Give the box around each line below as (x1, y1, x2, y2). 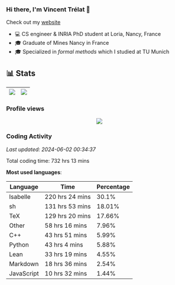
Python (9, 240, 30, 248)
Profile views (6, 104, 44, 113)
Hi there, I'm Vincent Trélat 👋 (6, 5, 90, 14)
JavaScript (9, 269, 40, 277)
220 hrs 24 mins (44, 192, 91, 201)
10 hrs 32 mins (44, 269, 87, 277)
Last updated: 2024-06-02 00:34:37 (6, 146, 96, 153)
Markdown (9, 260, 39, 268)
